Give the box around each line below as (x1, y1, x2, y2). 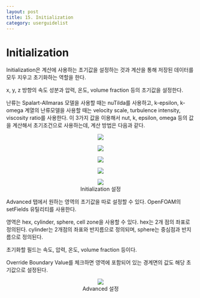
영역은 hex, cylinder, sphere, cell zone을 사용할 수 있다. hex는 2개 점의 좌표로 (6, 218, 190, 225)
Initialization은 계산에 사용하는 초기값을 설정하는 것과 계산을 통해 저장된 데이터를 (6, 67, 194, 74)
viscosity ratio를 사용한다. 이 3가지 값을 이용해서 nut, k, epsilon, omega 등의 (6, 115, 187, 122)
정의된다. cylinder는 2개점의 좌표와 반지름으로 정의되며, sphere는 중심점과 (6, 226, 181, 233)
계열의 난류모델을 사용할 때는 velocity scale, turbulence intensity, (25, 107, 181, 114)
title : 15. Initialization (6, 14, 74, 20)
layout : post (6, 8, 39, 15)
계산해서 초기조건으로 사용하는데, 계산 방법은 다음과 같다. (12, 122, 146, 129)
